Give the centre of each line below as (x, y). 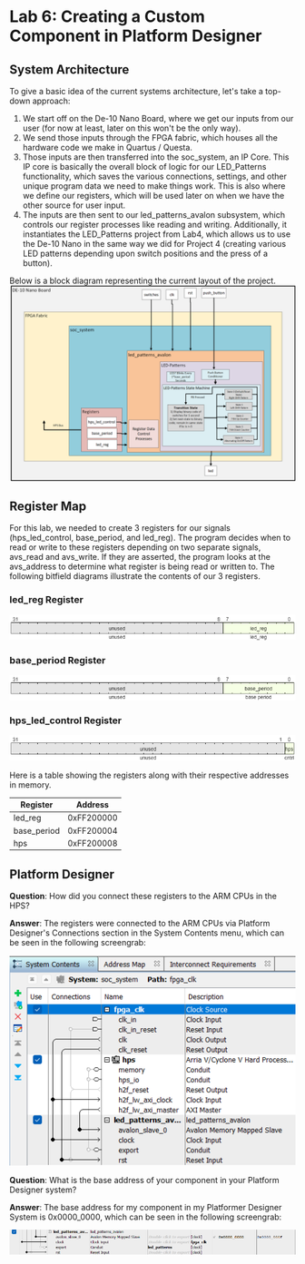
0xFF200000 (93, 818)
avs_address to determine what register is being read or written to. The (142, 567)
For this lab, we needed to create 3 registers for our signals (120, 528)
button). (37, 263)
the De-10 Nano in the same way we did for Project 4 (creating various (154, 244)
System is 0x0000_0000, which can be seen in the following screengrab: (146, 1217)
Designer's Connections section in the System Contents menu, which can (147, 933)
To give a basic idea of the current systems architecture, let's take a (136, 91)
